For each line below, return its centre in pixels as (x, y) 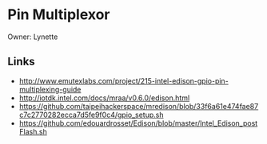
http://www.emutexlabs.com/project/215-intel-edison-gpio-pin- (124, 80)
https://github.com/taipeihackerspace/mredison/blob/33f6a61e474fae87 (139, 106)
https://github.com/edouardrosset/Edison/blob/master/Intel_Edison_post (138, 123)
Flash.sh (33, 131)
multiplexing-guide (50, 89)
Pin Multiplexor (59, 15)
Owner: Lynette (33, 37)
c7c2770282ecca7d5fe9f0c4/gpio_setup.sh (91, 115)
